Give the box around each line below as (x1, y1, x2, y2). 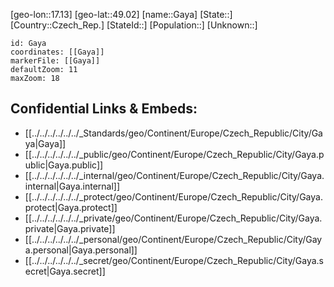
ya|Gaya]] (24, 137, 67, 149)
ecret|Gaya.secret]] (24, 265, 106, 277)
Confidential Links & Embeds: (10, 100, 198, 118)
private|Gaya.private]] (24, 222, 116, 234)
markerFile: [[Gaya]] (10, 56, 101, 66)
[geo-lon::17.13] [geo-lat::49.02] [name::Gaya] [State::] (10, 9, 233, 20)
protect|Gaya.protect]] (24, 201, 118, 213)
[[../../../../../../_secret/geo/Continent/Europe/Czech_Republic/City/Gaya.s (24, 254, 324, 266)
